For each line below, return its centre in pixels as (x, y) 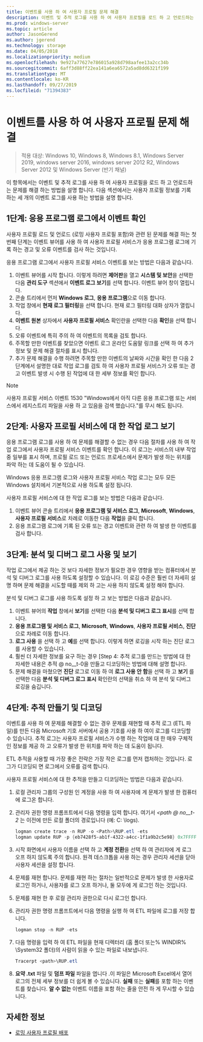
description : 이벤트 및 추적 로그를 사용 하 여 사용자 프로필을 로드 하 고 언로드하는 (100, 18)
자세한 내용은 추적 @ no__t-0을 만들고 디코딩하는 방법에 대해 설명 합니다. (101, 664)
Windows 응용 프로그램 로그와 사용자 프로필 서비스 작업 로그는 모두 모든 (91, 477)
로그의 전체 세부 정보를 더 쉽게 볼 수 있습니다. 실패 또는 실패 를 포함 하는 (98, 981)
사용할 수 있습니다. (43, 649)
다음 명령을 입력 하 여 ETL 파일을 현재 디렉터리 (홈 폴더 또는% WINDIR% (101, 942)
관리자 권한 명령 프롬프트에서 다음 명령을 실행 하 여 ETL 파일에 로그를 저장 (102, 911)
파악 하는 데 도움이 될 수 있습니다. (46, 465)
